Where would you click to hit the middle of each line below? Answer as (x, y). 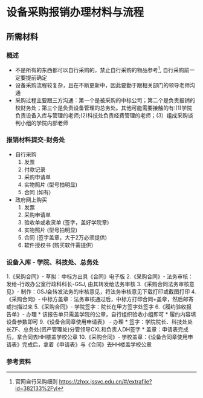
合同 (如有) (37, 192)
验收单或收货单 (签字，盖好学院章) (66, 222)
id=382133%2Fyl (36, 388)
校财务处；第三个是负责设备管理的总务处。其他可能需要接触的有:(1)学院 (103, 108)
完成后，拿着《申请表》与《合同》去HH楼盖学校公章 (87, 345)
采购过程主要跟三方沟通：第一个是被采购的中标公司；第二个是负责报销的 (105, 100)
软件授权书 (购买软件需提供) (59, 245)
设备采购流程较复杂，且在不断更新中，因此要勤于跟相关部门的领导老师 (102, 85)
